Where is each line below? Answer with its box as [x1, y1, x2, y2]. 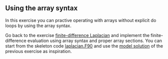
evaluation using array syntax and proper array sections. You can [27, 37, 162, 43]
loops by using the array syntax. [5, 22, 72, 28]
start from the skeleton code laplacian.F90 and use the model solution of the [5, 42, 163, 49]
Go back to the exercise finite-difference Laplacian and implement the [5, 32, 150, 38]
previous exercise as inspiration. [5, 48, 72, 54]
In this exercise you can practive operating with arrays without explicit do [5, 17, 156, 23]
